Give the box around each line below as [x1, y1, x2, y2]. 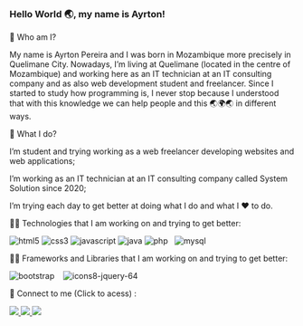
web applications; [9, 156, 75, 167]
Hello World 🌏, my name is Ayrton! [9, 7, 166, 20]
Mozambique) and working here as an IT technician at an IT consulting [9, 69, 272, 80]
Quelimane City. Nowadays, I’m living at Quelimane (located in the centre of [9, 59, 291, 70]
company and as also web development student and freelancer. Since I [9, 78, 274, 89]
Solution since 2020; [9, 183, 87, 194]
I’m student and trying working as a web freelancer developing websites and [9, 146, 295, 157]
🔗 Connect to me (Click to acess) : [9, 288, 137, 299]
